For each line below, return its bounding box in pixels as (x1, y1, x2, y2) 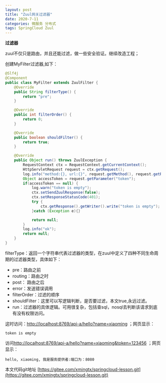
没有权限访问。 (16, 310, 47, 316)
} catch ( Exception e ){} (31, 208, 81, 213)
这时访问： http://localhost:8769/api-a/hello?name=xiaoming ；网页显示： (5, 320, 155, 326)
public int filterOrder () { (14, 112, 72, 117)
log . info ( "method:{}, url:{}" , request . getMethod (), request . (23, 172, 154, 177)
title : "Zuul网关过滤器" (5, 12, 53, 17)
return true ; (23, 139, 50, 144)
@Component (5, 75, 28, 80)
